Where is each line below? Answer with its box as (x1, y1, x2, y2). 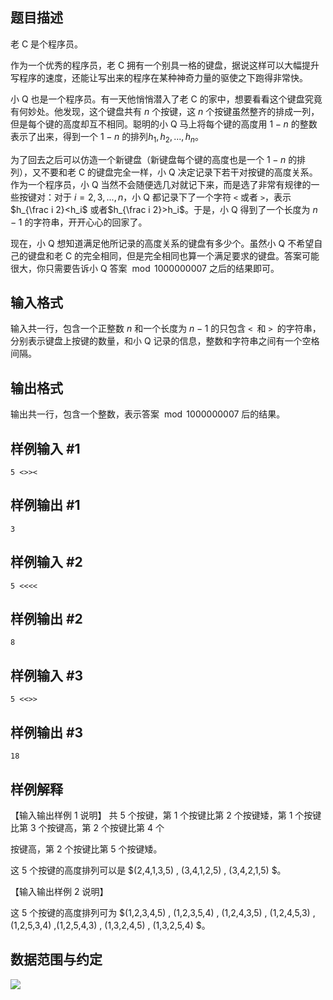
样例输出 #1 (10, 497, 81, 514)
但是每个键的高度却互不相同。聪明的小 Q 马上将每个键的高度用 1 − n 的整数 (10, 118, 318, 130)
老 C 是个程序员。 (10, 38, 84, 50)
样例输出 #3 (10, 724, 84, 741)
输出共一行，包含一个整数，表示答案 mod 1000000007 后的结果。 (10, 408, 286, 420)
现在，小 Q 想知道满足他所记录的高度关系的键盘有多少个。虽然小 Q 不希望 (10, 237, 315, 249)
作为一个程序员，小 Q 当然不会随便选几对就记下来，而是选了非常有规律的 (10, 178, 312, 190)
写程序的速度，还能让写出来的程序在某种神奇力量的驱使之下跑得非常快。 (10, 71, 308, 83)
